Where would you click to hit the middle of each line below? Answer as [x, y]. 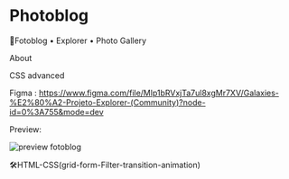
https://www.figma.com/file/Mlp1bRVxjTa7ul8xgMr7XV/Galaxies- [159, 93]
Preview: [26, 129]
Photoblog [49, 16]
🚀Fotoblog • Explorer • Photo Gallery [78, 40]
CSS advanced [37, 75]
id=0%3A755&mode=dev [56, 112]
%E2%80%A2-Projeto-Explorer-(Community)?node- [107, 102]
